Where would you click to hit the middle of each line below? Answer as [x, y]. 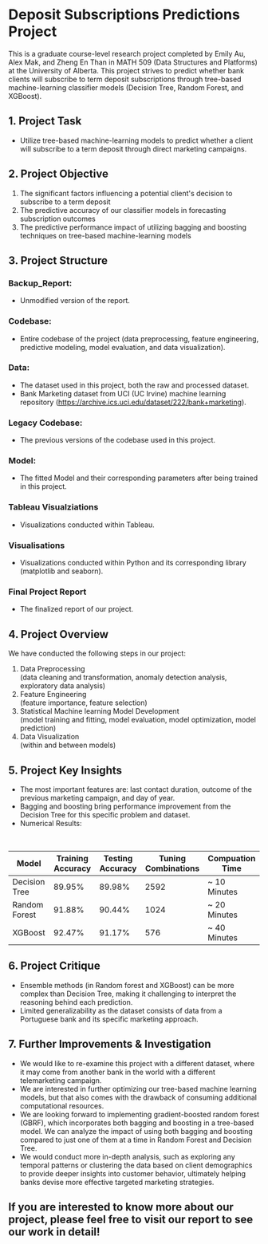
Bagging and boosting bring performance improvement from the [125, 806]
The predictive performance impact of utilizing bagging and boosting [133, 227]
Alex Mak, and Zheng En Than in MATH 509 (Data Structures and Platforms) [133, 62]
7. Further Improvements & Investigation [110, 1044]
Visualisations [37, 545]
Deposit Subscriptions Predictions [124, 15]
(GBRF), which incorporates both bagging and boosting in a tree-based [137, 1123]
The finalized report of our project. [77, 609]
